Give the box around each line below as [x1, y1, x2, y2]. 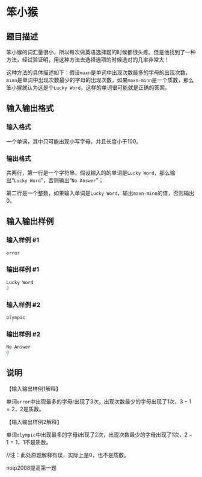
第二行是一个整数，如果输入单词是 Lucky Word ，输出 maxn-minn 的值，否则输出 [6, 189, 195, 197]
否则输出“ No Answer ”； [47, 176, 104, 184]
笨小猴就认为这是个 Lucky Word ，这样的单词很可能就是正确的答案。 [6, 84, 170, 91]
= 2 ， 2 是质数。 [6, 405, 45, 412]
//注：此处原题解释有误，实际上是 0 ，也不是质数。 [6, 451, 129, 458]
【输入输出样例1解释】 [6, 385, 61, 392]
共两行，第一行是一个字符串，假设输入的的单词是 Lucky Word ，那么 [6, 169, 170, 176]
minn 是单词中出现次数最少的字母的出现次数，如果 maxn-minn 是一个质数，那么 [6, 77, 194, 83]
